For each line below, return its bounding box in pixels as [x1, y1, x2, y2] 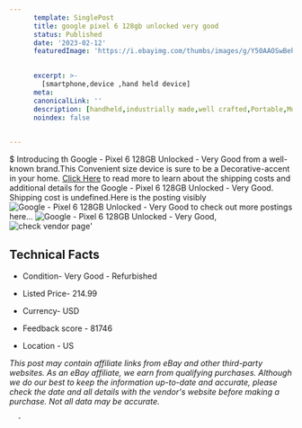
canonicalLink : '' [32, 96, 102, 105]
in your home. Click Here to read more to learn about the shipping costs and [9, 173, 291, 184]
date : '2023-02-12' [32, 38, 106, 48]
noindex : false [32, 113, 91, 122]
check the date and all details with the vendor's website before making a [9, 386, 280, 397]
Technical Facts [9, 246, 101, 262]
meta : [32, 87, 54, 97]
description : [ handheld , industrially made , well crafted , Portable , [32, 104, 288, 113]
